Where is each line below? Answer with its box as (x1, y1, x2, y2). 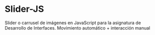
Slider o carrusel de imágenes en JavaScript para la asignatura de (5, 20, 141, 26)
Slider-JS (5, 3, 44, 15)
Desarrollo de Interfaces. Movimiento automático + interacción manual (5, 25, 150, 31)
